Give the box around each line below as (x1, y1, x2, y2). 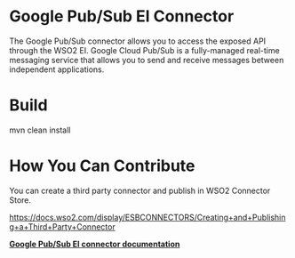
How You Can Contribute (9, 156, 195, 176)
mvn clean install (9, 125, 71, 135)
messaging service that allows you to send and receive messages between (9, 54, 284, 65)
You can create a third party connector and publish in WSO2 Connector (9, 185, 271, 196)
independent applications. (9, 64, 105, 75)
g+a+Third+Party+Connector (9, 221, 116, 232)
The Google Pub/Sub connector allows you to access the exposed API (9, 36, 267, 46)
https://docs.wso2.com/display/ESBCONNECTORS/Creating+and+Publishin (9, 212, 286, 222)
